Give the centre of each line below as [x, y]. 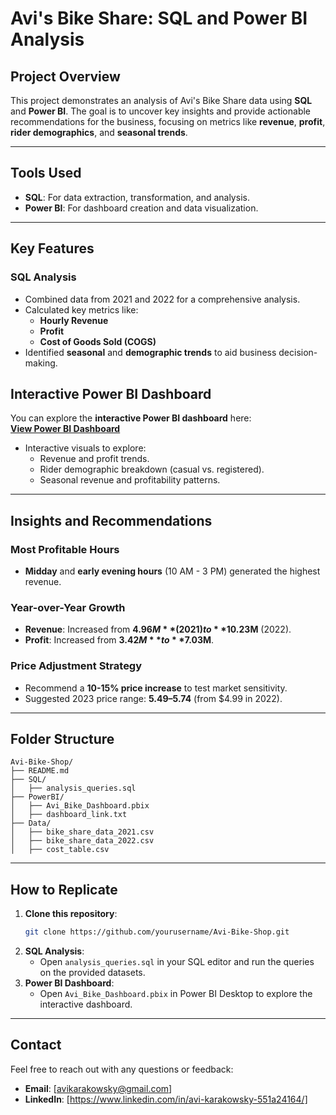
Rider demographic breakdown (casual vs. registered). [152, 469]
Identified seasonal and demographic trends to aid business [150, 352]
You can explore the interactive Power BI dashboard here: [131, 418]
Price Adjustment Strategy [76, 666]
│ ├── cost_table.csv [60, 850]
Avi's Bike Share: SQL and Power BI [159, 18]
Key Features [52, 248]
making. [41, 363]
